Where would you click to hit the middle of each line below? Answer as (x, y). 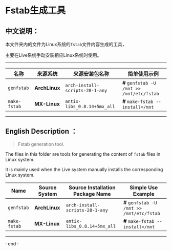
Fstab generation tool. (41, 144)
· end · (12, 243)
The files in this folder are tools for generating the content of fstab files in (83, 154)
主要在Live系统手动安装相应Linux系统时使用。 (53, 55)
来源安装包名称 (91, 74)
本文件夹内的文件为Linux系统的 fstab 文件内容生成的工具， (66, 44)
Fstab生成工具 (36, 11)
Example (144, 194)
